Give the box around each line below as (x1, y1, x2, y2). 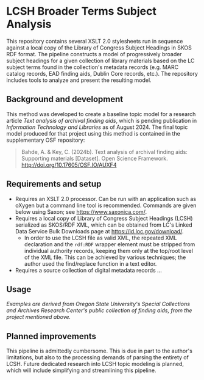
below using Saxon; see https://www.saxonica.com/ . (15, 208, 147, 215)
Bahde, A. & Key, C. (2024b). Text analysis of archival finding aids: (21, 148, 188, 155)
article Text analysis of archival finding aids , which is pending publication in (6, 117, 197, 124)
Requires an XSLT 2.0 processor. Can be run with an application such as (15, 195, 197, 202)
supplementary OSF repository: (6, 136, 85, 144)
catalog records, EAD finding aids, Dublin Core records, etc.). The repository (6, 70, 198, 77)
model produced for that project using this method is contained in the (6, 130, 181, 137)
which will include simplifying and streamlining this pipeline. (6, 367, 157, 374)
